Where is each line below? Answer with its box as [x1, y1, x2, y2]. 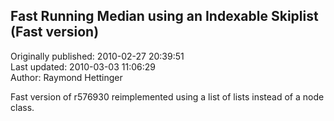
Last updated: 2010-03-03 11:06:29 [10, 60, 156, 73]
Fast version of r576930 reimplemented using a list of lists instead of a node [10, 90, 325, 103]
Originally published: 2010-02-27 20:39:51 [10, 50, 185, 62]
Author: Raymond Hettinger [10, 71, 123, 83]
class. [10, 101, 35, 113]
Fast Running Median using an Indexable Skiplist [10, 8, 319, 25]
